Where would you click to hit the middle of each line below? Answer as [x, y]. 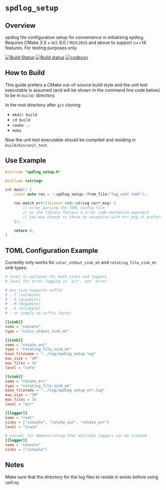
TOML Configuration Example [52, 250]
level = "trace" [22, 427]
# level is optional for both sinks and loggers [56, 277]
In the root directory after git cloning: [43, 105]
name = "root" [20, 418]
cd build [21, 120]
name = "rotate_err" [26, 381]
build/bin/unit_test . [27, 145]
